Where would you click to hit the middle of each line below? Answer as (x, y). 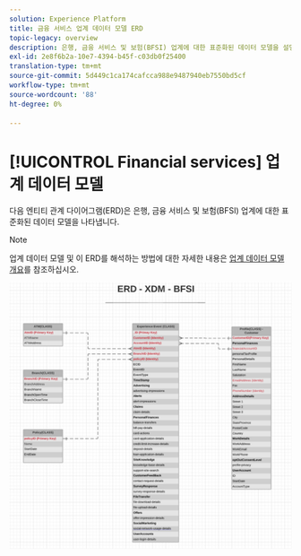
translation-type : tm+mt (56, 66)
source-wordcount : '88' (54, 94)
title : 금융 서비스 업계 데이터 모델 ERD (76, 28)
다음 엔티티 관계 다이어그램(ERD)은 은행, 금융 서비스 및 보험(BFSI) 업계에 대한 (145, 211)
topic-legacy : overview (54, 38)
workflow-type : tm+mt (50, 85)
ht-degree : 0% (36, 104)
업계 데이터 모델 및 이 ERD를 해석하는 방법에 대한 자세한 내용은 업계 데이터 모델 (147, 258)
